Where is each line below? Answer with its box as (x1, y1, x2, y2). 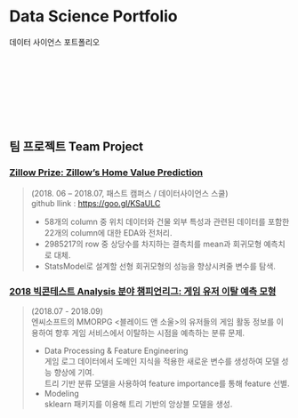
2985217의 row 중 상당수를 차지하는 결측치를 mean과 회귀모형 (44, 238, 262, 249)
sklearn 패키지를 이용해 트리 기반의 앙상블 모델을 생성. (44, 398, 233, 409)
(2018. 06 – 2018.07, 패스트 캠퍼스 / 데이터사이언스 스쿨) (30, 188, 229, 198)
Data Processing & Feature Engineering (44, 345, 189, 356)
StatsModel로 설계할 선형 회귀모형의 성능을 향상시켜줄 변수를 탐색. (44, 261, 276, 271)
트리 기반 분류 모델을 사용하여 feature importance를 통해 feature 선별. (44, 378, 290, 389)
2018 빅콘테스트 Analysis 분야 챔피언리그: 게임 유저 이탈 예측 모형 (9, 285, 277, 297)
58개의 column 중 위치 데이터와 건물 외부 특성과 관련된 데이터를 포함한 (44, 216, 290, 227)
